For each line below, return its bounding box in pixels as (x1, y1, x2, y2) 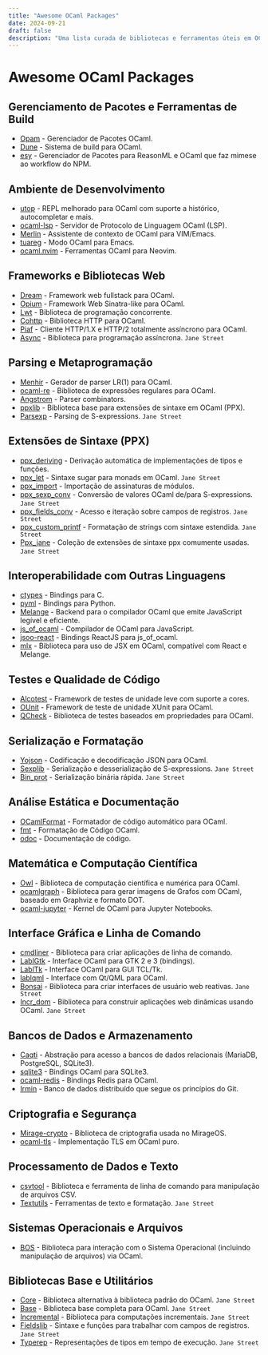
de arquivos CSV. (19, 1190, 77, 1199)
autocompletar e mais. (19, 213, 94, 222)
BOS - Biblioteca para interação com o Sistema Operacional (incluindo (19, 1242, 251, 1252)
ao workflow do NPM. (19, 159, 92, 169)
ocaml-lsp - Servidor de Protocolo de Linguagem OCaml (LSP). (19, 221, 227, 230)
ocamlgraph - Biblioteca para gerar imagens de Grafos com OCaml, (19, 886, 242, 896)
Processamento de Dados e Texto (8, 1160, 179, 1174)
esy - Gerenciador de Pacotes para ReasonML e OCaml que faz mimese (19, 151, 257, 161)
